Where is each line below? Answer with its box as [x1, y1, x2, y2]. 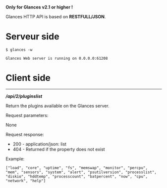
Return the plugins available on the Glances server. [5, 103, 110, 109]
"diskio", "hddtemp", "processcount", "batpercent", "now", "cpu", [5, 174, 148, 179]
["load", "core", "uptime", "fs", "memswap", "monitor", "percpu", [5, 165, 148, 170]
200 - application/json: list [12, 141, 66, 147]
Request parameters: [5, 112, 49, 118]
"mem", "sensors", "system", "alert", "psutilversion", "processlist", [5, 170, 157, 175]
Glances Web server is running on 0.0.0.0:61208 [5, 56, 108, 61]
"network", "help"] [5, 178, 46, 183]
